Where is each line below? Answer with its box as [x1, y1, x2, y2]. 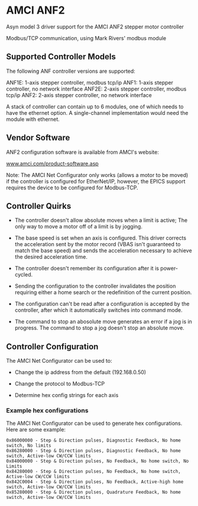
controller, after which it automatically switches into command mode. [14, 307, 183, 314]
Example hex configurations [6, 407, 89, 415]
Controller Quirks [6, 201, 72, 211]
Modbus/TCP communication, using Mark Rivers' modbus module [6, 34, 167, 41]
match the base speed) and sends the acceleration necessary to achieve [14, 247, 192, 254]
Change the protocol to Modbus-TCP [14, 380, 105, 388]
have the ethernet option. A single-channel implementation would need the [6, 109, 189, 116]
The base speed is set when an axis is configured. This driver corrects [14, 234, 187, 241]
